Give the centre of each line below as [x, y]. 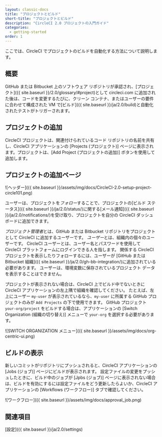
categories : [17, 28]
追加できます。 [37, 221]
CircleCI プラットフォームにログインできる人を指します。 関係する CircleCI [80, 250]
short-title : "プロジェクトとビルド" [39, 18]
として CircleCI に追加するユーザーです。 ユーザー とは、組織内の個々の [76, 238]
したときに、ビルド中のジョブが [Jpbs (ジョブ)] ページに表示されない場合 [82, 378]
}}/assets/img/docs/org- [132, 331]
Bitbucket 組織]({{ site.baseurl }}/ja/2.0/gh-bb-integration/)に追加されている [81, 262]
